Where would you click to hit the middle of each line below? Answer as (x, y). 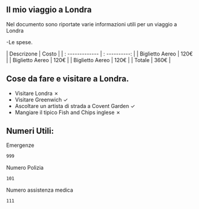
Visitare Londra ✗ (36, 93)
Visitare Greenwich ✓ (41, 99)
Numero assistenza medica (40, 190)
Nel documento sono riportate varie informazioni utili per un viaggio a (92, 24)
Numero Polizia (25, 168)
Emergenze (20, 145)
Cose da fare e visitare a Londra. (68, 79)
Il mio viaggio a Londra (49, 10)
